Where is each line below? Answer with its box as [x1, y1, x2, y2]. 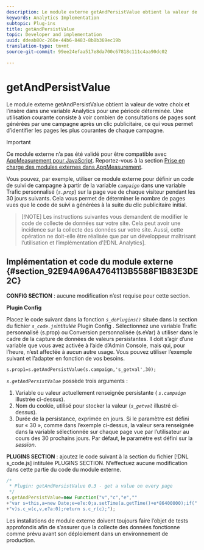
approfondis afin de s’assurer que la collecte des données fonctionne [6, 523, 180, 530]
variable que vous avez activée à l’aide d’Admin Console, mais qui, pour [6, 342, 186, 349]
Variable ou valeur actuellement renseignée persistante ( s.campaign [15, 389, 186, 396]
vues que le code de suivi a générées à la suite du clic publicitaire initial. [6, 201, 188, 208]
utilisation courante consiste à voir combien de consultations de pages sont [6, 114, 196, 121]
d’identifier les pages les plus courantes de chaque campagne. [6, 127, 164, 134]
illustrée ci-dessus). [15, 395, 65, 403]
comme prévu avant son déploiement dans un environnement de [6, 530, 169, 537]
